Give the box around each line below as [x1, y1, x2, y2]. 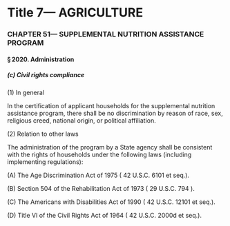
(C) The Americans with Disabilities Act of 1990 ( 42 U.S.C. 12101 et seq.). [7, 198, 215, 206]
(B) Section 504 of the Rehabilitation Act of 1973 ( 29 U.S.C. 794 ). [7, 184, 195, 192]
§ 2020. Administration [7, 55, 75, 63]
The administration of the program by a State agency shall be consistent [7, 143, 213, 151]
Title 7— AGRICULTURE [7, 5, 144, 21]
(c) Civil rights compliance [7, 71, 85, 79]
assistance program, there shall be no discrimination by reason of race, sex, [7, 109, 223, 117]
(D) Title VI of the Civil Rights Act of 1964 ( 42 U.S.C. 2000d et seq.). [7, 211, 202, 219]
